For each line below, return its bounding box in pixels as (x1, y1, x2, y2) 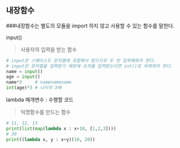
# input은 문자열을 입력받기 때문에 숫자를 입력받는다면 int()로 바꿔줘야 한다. (6, 63, 174, 69)
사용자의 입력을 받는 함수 (20, 46, 77, 53)
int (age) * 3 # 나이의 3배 (6, 85, 62, 91)
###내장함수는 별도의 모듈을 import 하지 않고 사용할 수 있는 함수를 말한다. (6, 22, 175, 29)
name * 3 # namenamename (6, 80, 72, 85)
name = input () (6, 68, 43, 74)
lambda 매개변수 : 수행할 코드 (6, 96, 74, 104)
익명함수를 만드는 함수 (20, 109, 71, 116)
